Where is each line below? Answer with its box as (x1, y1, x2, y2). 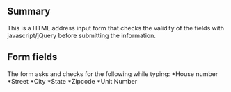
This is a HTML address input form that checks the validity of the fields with (7, 24, 225, 32)
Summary (7, 6, 51, 17)
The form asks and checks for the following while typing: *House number (7, 69, 218, 78)
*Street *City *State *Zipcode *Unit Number (7, 77, 138, 85)
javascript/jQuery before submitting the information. (7, 31, 157, 39)
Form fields (7, 51, 58, 63)
